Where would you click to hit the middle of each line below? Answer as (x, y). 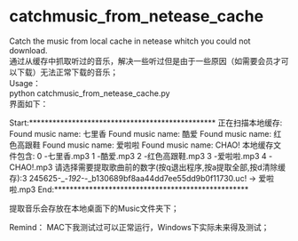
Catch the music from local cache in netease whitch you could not (130, 41)
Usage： (25, 83)
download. (28, 50)
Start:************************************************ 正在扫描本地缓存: (146, 123)
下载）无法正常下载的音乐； (67, 72)
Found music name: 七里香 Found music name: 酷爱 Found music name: (141, 133)
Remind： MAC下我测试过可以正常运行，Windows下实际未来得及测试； (139, 227)
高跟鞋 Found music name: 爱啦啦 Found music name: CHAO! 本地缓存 (145, 145)
